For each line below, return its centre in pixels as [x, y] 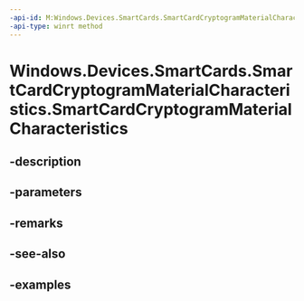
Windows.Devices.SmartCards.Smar [151, 71]
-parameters [46, 192]
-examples [40, 284]
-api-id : [26, 18]
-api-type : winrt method [56, 26]
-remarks [36, 223]
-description [45, 162]
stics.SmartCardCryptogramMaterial [151, 109]
